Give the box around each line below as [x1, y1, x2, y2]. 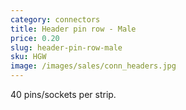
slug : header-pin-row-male [10, 42, 123, 53]
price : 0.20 [10, 33, 60, 43]
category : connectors [10, 14, 101, 25]
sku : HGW [10, 52, 47, 62]
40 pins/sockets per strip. [10, 89, 117, 100]
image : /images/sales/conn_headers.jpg [10, 61, 177, 71]
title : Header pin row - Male [10, 24, 137, 34]
